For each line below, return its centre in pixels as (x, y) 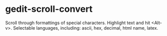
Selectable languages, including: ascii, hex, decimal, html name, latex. (86, 28)
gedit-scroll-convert (49, 9)
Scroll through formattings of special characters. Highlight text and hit (78, 23)
